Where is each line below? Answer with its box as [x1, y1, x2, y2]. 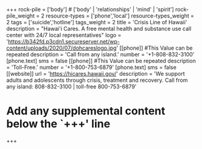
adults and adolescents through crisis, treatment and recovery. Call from [6, 76, 188, 84]
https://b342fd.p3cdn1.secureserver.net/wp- [8, 38, 120, 45]
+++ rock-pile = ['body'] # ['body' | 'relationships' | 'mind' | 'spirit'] [6, 6, 175, 13]
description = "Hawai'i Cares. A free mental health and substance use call [6, 25, 192, 32]
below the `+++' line [6, 117, 111, 131]
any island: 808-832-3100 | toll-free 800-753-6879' [6, 83, 137, 90]
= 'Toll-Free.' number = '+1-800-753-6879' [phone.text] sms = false [6, 64, 176, 71]
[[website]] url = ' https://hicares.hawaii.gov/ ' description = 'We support [6, 70, 186, 77]
